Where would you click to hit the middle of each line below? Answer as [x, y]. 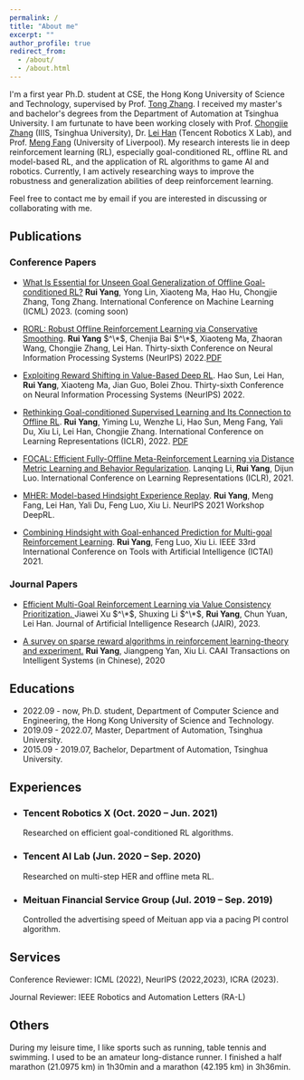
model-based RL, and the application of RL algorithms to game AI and [139, 161]
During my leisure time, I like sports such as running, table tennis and [138, 1047]
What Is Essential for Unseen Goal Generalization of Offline [132, 282]
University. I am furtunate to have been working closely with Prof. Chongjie [149, 122]
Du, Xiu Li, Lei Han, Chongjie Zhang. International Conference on [143, 431]
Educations [42, 689]
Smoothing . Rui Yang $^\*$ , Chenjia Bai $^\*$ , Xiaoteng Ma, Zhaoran [152, 338]
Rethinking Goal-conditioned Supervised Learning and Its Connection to [157, 412]
